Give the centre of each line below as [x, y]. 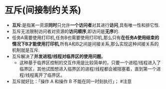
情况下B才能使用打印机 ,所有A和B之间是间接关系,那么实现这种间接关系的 [85, 43]
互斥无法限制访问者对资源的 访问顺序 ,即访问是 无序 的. [66, 31]
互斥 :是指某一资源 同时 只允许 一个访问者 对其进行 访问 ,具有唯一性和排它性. [86, 25]
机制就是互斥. [26, 50]
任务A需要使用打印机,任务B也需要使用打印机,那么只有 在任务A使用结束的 [85, 37]
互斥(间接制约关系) [43, 10]
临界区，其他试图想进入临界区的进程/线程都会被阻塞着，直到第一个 [88, 68]
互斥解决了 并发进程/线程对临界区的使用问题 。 [59, 56]
